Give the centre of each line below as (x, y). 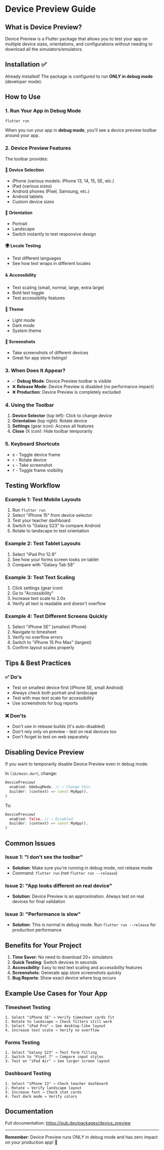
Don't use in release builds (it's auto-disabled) (59, 727)
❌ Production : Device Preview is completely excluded (66, 392)
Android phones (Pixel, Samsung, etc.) (51, 191)
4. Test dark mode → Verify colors (41, 1096)
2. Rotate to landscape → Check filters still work (59, 1021)
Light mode (23, 320)
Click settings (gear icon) (37, 588)
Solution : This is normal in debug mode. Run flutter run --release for (84, 925)
